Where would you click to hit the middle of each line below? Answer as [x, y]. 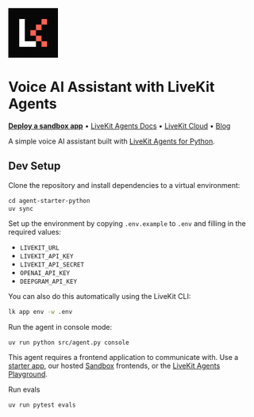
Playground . [28, 374]
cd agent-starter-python [49, 201]
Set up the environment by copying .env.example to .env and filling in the [127, 223]
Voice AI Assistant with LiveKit [112, 87]
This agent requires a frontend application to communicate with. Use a [123, 357]
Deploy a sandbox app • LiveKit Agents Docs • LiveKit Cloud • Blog [119, 125]
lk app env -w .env [40, 312]
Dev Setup [35, 166]
